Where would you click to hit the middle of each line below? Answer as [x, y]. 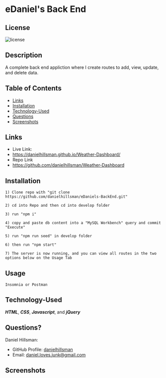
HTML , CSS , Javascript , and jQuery [43, 312]
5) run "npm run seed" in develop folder [49, 236]
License [18, 28]
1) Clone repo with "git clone [38, 192]
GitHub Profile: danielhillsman [42, 349]
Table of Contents [34, 88]
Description [24, 55]
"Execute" [15, 227]
